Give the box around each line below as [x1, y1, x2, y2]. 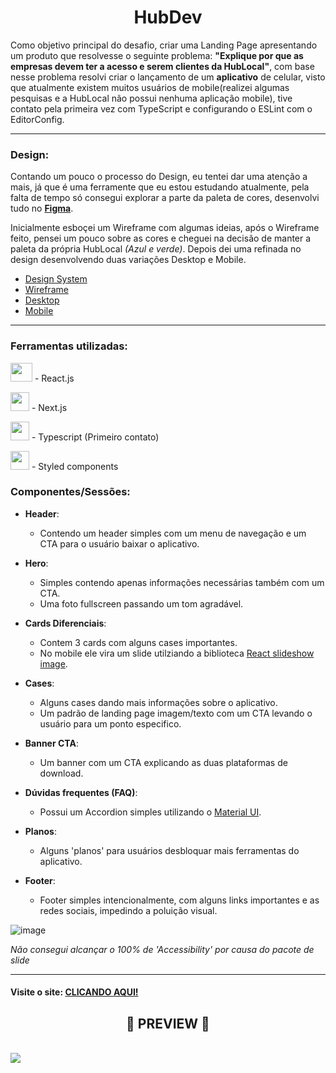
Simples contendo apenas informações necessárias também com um [39, 576, 325, 588]
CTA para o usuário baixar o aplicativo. [39, 537, 200, 550]
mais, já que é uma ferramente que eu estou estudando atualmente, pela [10, 181, 310, 193]
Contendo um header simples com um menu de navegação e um [39, 527, 307, 539]
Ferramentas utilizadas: [10, 339, 128, 353]
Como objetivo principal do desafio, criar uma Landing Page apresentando [10, 39, 318, 51]
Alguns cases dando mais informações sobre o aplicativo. [39, 696, 278, 708]
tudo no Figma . [10, 202, 74, 215]
